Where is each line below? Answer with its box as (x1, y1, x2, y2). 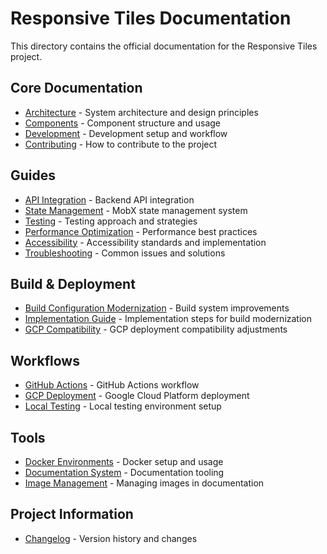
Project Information (10, 506, 134, 523)
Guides (10, 167, 57, 184)
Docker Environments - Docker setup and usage (24, 456, 224, 467)
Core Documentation (10, 80, 143, 97)
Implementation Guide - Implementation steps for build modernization (24, 313, 313, 325)
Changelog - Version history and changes (24, 532, 198, 544)
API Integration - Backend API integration (24, 193, 195, 206)
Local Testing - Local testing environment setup (24, 400, 222, 412)
